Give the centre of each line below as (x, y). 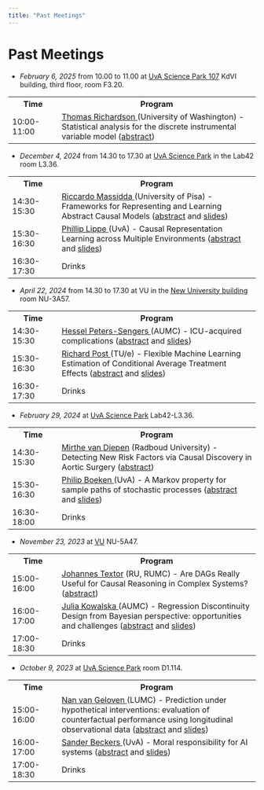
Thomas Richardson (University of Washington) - (153, 116)
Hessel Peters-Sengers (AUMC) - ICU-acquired (152, 331)
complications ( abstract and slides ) (127, 340)
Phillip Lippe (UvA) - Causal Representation (142, 229)
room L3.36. (39, 164)
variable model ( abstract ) (108, 136)
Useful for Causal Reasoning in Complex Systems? (155, 583)
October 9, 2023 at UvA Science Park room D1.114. (101, 667)
